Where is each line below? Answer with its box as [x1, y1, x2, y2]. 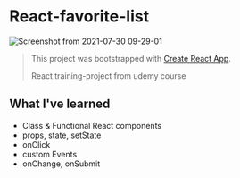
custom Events [21, 148, 78, 159]
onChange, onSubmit [21, 158, 101, 169]
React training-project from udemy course [30, 70, 186, 81]
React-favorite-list [9, 6, 150, 27]
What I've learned [9, 97, 111, 112]
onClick [21, 139, 51, 149]
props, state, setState [21, 130, 102, 140]
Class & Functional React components [21, 120, 162, 131]
